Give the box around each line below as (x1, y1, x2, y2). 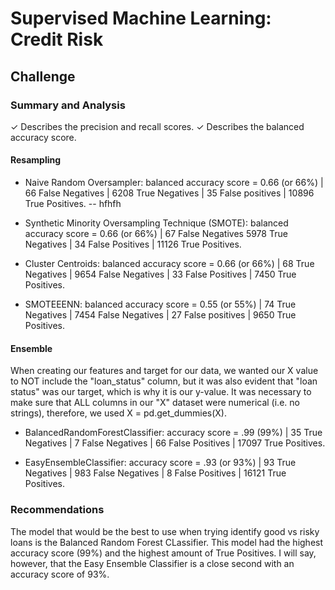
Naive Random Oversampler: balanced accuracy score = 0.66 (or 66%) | (24, 177, 324, 189)
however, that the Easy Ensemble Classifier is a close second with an (10, 557, 295, 569)
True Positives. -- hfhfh (24, 198, 122, 210)
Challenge (10, 68, 76, 85)
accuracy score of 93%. (10, 568, 110, 580)
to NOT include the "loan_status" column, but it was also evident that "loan (10, 375, 318, 387)
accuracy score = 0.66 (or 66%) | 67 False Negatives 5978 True (24, 228, 288, 240)
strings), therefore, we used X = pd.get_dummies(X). (10, 407, 227, 419)
